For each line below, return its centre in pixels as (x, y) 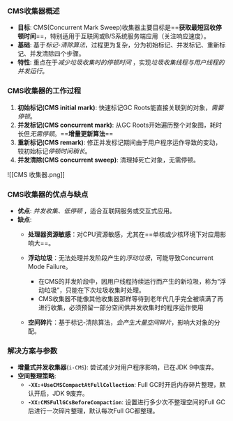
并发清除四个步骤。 (57, 54)
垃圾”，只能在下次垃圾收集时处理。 (95, 290)
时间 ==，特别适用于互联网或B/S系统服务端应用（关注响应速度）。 (117, 36)
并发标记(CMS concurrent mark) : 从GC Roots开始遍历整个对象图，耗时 (120, 125)
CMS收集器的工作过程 (44, 91)
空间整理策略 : (37, 376)
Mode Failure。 (50, 266)
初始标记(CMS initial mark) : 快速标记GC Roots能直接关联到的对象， (114, 107)
